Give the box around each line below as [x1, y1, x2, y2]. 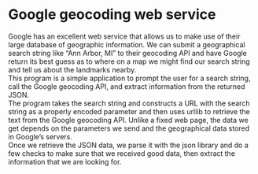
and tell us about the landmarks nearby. [8, 65, 137, 74]
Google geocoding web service [8, 6, 216, 24]
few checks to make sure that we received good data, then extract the [8, 148, 236, 158]
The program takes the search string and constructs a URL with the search [8, 98, 250, 108]
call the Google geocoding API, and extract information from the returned [8, 81, 245, 91]
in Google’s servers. [8, 131, 73, 141]
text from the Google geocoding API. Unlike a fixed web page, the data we [8, 115, 249, 124]
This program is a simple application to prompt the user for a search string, [8, 73, 251, 83]
